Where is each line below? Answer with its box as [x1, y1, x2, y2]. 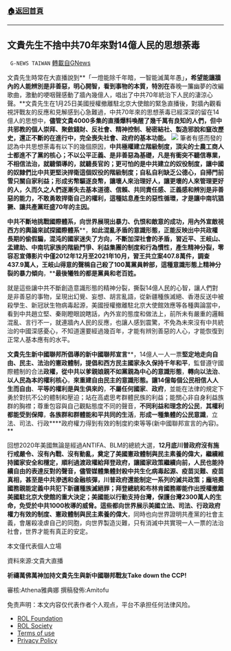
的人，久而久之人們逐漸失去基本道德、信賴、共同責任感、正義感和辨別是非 [7, 186, 218, 194]
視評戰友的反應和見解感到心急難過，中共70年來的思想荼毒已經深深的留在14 [7, 108, 220, 117]
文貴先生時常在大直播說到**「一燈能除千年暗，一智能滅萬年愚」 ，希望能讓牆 [7, 74, 221, 82]
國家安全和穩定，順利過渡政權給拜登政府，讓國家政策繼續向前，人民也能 [12, 459, 218, 467]
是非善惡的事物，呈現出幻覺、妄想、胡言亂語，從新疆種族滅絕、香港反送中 [7, 292, 218, 301]
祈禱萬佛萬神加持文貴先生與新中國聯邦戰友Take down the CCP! [7, 571, 187, 580]
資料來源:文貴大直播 [7, 557, 64, 565]
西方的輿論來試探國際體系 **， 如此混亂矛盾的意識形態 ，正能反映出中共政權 [7, 226, 219, 234]
